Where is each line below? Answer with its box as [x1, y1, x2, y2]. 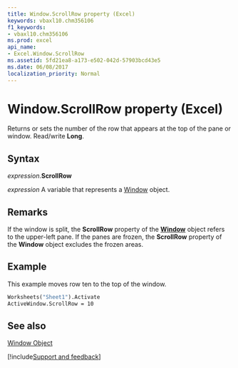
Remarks [7, 206, 48, 218]
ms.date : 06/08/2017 [7, 63, 69, 71]
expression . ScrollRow [7, 172, 73, 180]
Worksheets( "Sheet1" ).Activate [7, 293, 100, 300]
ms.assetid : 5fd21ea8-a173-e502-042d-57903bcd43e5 [7, 57, 161, 64]
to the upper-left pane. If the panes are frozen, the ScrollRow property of [7, 232, 222, 241]
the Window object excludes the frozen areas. [7, 240, 144, 249]
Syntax [7, 153, 40, 165]
